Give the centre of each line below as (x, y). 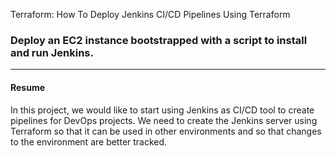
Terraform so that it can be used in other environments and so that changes (166, 131)
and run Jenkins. (52, 52)
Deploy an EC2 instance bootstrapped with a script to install (159, 40)
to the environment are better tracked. (89, 141)
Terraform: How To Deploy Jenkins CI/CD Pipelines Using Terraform (150, 14)
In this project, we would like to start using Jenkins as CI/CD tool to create (162, 110)
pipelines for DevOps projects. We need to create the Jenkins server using (164, 120)
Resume (28, 87)
